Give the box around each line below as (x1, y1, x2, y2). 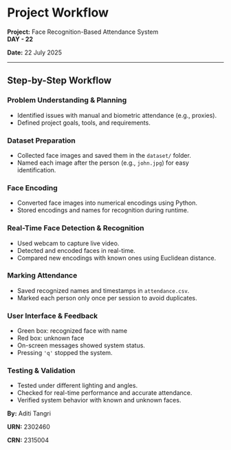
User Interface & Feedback (7, 311, 98, 320)
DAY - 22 (7, 34, 33, 43)
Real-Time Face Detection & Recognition (7, 223, 144, 233)
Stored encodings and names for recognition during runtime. (16, 206, 189, 214)
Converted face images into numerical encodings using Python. (16, 198, 198, 207)
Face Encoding (7, 183, 58, 192)
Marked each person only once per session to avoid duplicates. (16, 294, 197, 302)
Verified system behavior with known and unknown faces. (16, 396, 181, 405)
